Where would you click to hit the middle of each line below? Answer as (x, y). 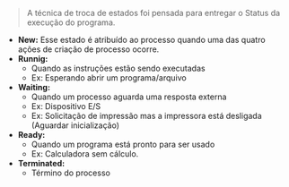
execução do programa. (71, 22)
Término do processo (70, 173)
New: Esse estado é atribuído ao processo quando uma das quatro (142, 40)
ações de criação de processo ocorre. (88, 49)
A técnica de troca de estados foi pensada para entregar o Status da (153, 13)
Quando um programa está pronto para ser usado (123, 144)
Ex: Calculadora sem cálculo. (85, 154)
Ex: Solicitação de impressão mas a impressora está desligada (146, 116)
